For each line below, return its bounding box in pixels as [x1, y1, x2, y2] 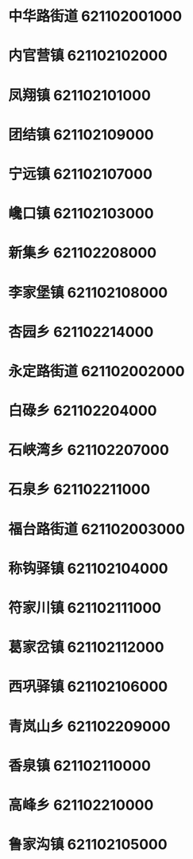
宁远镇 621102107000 [8, 165, 153, 183]
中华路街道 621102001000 [8, 7, 183, 25]
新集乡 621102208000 [8, 244, 157, 262]
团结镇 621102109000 [8, 125, 154, 143]
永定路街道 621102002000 [8, 362, 185, 380]
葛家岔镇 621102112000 [8, 638, 164, 657]
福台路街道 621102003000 [8, 520, 185, 538]
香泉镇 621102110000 [8, 756, 151, 775]
